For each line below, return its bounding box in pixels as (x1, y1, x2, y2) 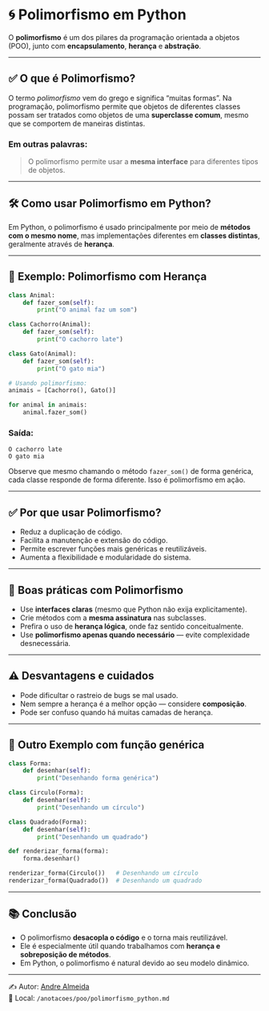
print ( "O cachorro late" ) (37, 335, 124, 343)
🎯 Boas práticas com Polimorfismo (8, 583, 184, 597)
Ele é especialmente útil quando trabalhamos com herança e (19, 941, 221, 950)
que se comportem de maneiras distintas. (8, 118, 146, 128)
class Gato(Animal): (8, 350, 78, 358)
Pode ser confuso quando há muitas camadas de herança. (19, 707, 214, 717)
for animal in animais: (8, 401, 88, 409)
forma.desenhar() (22, 855, 81, 863)
